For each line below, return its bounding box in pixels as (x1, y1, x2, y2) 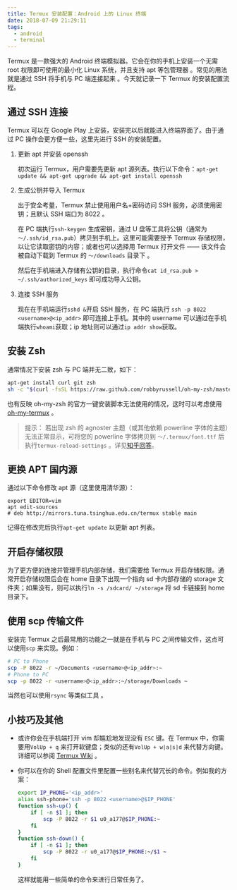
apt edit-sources (7, 504, 59, 511)
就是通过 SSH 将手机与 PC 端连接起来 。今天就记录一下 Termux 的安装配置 (7, 75, 224, 83)
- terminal (13, 37, 46, 44)
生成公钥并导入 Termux (17, 185, 85, 194)
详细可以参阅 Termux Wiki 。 (17, 752, 101, 760)
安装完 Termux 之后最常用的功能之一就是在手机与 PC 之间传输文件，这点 (7, 635, 218, 643)
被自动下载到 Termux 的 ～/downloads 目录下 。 (17, 251, 154, 260)
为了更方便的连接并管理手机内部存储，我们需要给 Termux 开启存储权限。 (7, 566, 219, 575)
